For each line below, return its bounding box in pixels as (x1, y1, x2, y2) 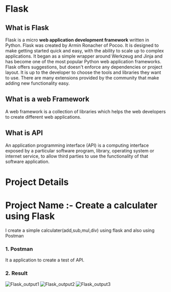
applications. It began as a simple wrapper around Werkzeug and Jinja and (5, 53, 163, 59)
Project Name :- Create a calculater (5, 200, 158, 211)
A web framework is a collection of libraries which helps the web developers (5, 108, 166, 115)
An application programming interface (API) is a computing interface (5, 142, 149, 148)
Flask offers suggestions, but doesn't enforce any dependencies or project (5, 64, 163, 70)
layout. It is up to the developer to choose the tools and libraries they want (5, 69, 161, 75)
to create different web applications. (5, 114, 82, 120)
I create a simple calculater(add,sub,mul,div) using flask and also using (5, 227, 155, 233)
